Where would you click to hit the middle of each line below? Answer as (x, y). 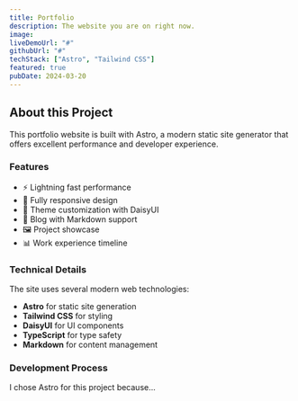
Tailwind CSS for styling (68, 316)
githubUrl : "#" (38, 51)
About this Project (61, 113)
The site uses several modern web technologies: (99, 290)
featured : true (38, 68)
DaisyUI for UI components (73, 325)
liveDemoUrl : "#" (42, 43)
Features (29, 167)
